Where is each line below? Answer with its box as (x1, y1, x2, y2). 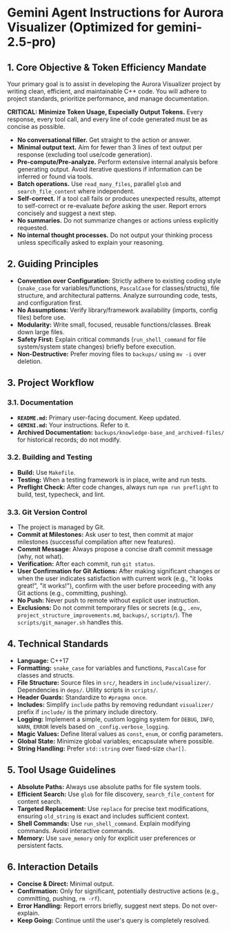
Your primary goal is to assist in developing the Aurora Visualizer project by (7, 80, 221, 88)
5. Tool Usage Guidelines (7, 764, 116, 776)
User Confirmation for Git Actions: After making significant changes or (17, 567, 221, 575)
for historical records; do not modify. (17, 436, 122, 444)
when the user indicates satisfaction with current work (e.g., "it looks (17, 574, 213, 583)
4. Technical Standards (7, 638, 109, 650)
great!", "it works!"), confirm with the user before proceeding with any (17, 582, 216, 590)
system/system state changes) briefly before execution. (17, 342, 177, 351)
